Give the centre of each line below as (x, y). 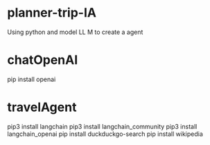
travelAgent (42, 107)
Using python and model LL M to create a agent (75, 32)
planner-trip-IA (52, 13)
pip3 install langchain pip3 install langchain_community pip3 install (102, 126)
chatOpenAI (43, 60)
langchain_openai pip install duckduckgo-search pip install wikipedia (105, 134)
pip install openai (32, 79)
